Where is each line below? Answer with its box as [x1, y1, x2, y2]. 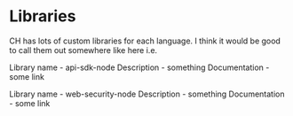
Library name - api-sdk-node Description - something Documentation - [9, 62, 270, 73]
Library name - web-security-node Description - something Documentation [9, 89, 285, 99]
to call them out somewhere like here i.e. [9, 44, 158, 55]
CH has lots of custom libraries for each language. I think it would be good [9, 35, 281, 46]
